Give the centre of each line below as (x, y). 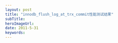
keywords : (15, 33)
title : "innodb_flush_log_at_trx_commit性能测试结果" (59, 14)
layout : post (19, 10)
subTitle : (15, 19)
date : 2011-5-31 (22, 28)
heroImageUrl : (20, 23)
